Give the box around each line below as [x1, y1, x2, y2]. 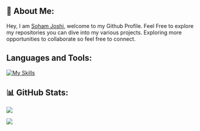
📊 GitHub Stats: [6, 88, 69, 98]
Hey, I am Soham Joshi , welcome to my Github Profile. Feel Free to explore [6, 22, 194, 29]
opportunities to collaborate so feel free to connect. [6, 35, 136, 43]
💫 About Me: [6, 6, 55, 16]
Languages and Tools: [6, 53, 93, 63]
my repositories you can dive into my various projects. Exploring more [6, 29, 182, 36]
